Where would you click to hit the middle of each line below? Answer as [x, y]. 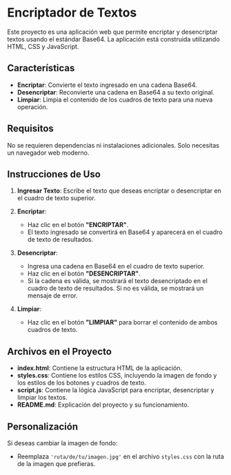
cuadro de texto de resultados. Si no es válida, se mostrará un [115, 289]
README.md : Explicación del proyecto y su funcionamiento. [103, 405]
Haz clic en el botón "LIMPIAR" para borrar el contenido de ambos [122, 322]
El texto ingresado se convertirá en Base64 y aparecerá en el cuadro [125, 232]
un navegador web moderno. [48, 153]
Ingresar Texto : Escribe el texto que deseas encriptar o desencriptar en [119, 191]
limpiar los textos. [42, 398]
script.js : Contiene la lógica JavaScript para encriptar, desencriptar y [115, 390]
